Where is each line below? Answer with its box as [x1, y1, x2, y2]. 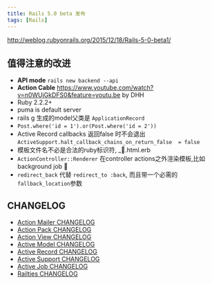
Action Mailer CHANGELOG [17, 218, 95, 227]
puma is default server [17, 105, 81, 114]
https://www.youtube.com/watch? [57, 84, 154, 92]
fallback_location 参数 [17, 179, 83, 188]
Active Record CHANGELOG [17, 247, 98, 256]
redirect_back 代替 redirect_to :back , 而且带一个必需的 [17, 170, 178, 179]
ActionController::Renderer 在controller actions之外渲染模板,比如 [17, 154, 206, 163]
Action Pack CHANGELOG [17, 226, 92, 234]
